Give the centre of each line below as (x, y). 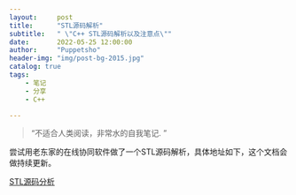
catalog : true (35, 67)
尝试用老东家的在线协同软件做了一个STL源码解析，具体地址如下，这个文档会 (148, 152)
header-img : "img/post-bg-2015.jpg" (77, 58)
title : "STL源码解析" (56, 26)
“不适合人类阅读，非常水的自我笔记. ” (99, 133)
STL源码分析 (32, 182)
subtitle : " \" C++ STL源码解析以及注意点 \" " (91, 34)
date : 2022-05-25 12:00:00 (71, 42)
